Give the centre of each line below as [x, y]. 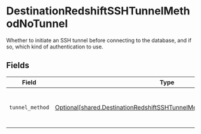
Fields [18, 66]
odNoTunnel [37, 24]
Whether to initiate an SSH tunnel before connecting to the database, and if [99, 40]
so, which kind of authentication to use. [55, 47]
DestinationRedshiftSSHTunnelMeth [98, 11]
